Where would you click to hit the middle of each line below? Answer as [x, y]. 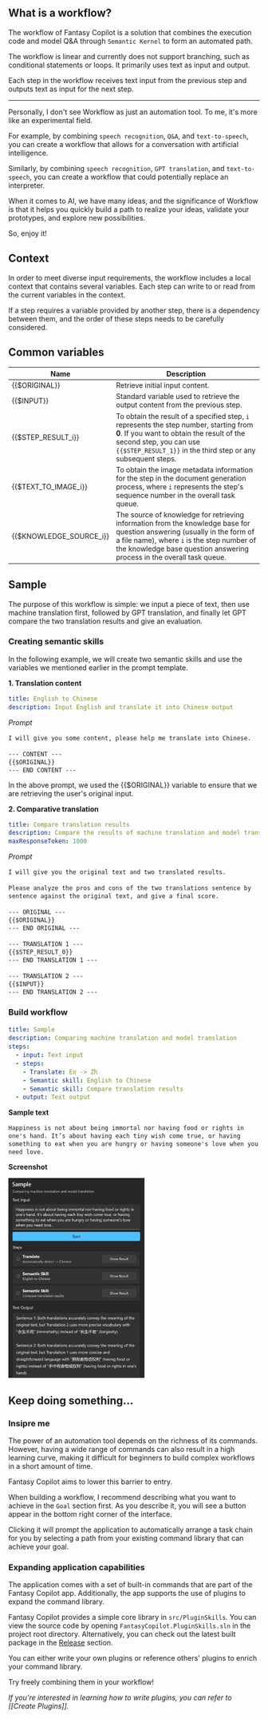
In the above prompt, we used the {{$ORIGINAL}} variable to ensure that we [133, 785]
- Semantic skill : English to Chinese [87, 1080]
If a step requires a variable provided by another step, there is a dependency [134, 310]
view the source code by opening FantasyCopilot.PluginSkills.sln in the [130, 1625]
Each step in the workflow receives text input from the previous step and [128, 80]
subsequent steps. [146, 458]
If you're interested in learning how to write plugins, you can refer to [120, 1697]
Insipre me [29, 1423]
